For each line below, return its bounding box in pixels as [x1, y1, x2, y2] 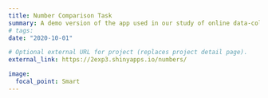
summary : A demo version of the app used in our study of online [8, 19, 230, 27]
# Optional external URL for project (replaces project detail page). [8, 49, 248, 57]
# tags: [8, 26, 34, 34]
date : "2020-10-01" [8, 33, 73, 42]
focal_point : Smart [15, 77, 81, 85]
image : [8, 70, 30, 78]
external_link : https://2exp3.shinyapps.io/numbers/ [8, 56, 187, 64]
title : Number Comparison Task [8, 11, 112, 20]
